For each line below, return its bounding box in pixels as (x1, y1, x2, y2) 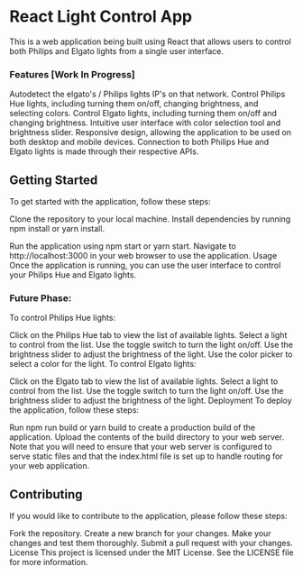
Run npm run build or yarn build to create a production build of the (9, 422, 255, 434)
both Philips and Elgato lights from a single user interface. (9, 45, 224, 56)
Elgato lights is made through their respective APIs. (9, 146, 199, 157)
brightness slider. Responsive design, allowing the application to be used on (9, 127, 291, 138)
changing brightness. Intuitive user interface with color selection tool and (9, 117, 281, 128)
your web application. (9, 461, 90, 471)
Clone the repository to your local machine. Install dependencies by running (9, 214, 291, 224)
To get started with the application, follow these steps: (9, 196, 212, 207)
